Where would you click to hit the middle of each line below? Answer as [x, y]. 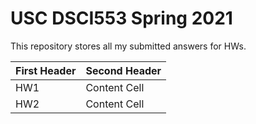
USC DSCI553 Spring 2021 [121, 18]
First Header [46, 70]
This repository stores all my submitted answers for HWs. [128, 46]
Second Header [123, 70]
